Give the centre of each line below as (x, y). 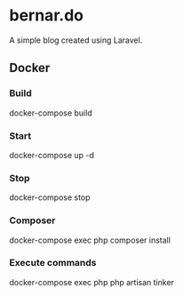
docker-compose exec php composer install (90, 240)
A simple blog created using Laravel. (76, 40)
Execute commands (53, 263)
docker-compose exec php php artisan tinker (92, 282)
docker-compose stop (50, 197)
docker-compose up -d (52, 155)
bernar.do (47, 16)
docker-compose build (51, 113)
